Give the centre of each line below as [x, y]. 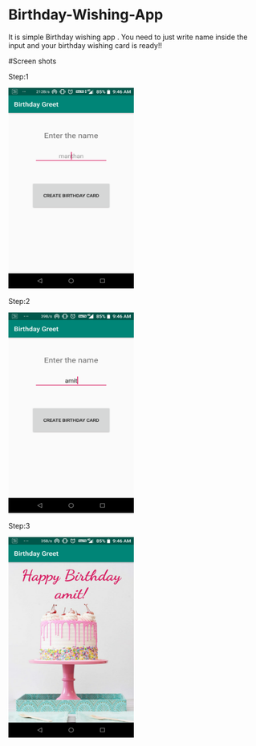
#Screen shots [33, 61]
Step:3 [19, 525]
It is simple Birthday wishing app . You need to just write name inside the [128, 37]
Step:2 [19, 301]
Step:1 [18, 76]
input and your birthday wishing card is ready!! [85, 45]
